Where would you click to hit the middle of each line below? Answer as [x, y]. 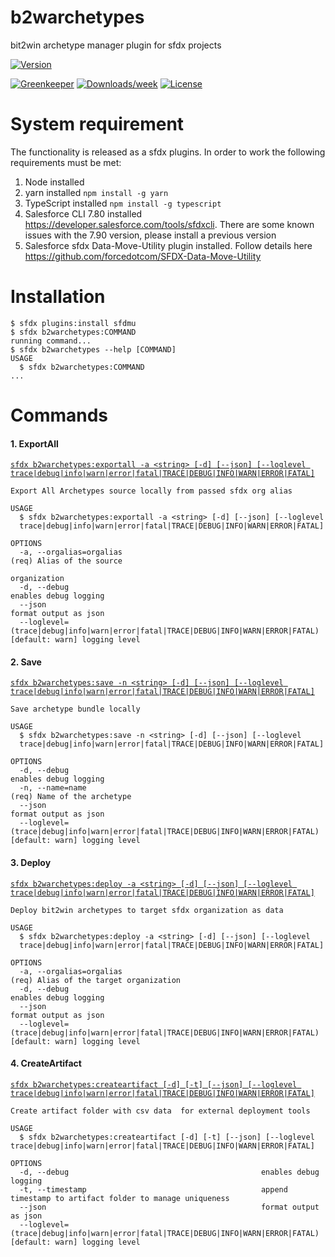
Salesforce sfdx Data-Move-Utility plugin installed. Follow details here [168, 245]
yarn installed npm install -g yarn [96, 192]
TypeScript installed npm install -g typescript [123, 203]
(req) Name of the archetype [71, 797]
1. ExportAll [34, 443]
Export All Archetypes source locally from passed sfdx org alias [151, 491]
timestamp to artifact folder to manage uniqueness [120, 1198]
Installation [58, 297]
